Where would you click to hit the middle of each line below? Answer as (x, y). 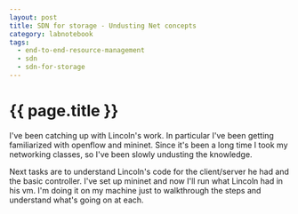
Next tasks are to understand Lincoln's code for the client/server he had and (149, 171)
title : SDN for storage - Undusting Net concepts (103, 26)
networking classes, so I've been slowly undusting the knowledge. (131, 154)
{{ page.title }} (64, 111)
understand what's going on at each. (77, 200)
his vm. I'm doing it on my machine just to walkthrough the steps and (135, 190)
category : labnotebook (51, 34)
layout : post (33, 17)
